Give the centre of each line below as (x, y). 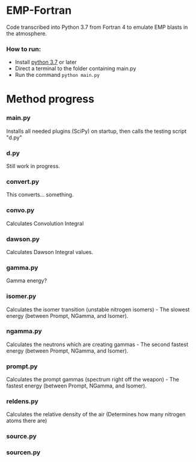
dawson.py (23, 239)
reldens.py (23, 401)
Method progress (50, 99)
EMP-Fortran (39, 11)
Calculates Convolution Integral (45, 223)
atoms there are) (27, 421)
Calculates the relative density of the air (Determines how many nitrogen (96, 415)
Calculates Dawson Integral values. (50, 252)
